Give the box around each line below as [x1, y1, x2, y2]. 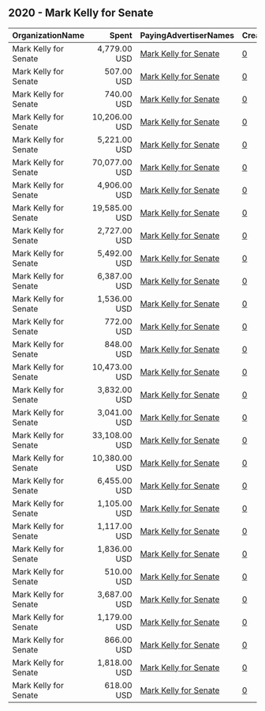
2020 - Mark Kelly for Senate [8, 6, 154, 20]
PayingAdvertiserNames [140, 29, 235, 40]
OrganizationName [12, 29, 85, 40]
